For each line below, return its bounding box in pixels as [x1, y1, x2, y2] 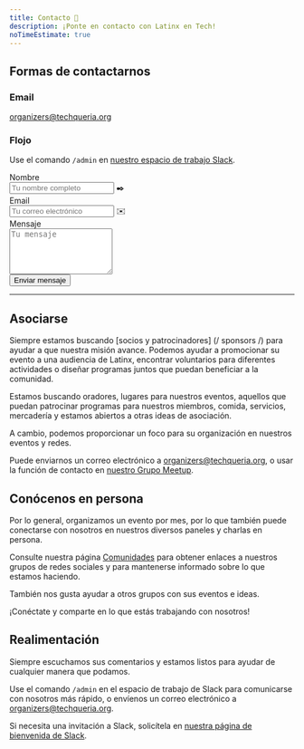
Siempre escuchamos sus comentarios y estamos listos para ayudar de [9, 656, 276, 667]
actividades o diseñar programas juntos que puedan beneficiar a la [9, 364, 259, 375]
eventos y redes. [9, 437, 72, 448]
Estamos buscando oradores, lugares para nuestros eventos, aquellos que [9, 391, 287, 402]
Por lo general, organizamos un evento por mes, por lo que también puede [9, 514, 287, 525]
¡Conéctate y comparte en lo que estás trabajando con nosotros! [9, 606, 251, 617]
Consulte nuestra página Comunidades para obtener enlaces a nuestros [9, 552, 278, 562]
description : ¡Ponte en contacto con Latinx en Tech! [9, 22, 217, 31]
